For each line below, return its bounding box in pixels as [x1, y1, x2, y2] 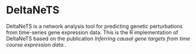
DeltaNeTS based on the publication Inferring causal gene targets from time [6, 35, 190, 42]
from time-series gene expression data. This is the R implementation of [6, 28, 178, 35]
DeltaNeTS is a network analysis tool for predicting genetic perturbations [6, 23, 183, 30]
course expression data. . [6, 41, 67, 48]
